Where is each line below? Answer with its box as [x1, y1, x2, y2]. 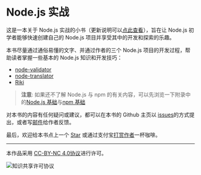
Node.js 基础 [26, 98, 58, 105]
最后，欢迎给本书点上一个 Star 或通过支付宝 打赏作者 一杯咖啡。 [6, 131, 161, 138]
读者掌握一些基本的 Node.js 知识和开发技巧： [11, 54, 123, 61]
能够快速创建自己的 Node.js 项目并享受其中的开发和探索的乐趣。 [16, 33, 175, 41]
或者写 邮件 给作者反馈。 [16, 118, 75, 125]
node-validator [14, 66, 52, 73]
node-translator [14, 72, 54, 79]
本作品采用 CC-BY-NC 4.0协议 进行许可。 [6, 149, 107, 156]
